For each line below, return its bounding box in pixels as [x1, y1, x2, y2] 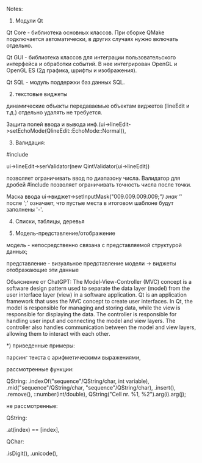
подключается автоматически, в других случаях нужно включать [6, 35, 179, 42]
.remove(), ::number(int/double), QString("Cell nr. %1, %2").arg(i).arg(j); [6, 391, 186, 398]
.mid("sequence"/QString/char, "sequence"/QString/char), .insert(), [6, 384, 176, 391]
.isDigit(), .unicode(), [6, 450, 58, 457]
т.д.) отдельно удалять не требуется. [6, 109, 103, 116]
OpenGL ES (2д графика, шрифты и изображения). [6, 67, 137, 74]
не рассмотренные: [6, 402, 58, 409]
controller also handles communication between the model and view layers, [6, 324, 197, 331]
